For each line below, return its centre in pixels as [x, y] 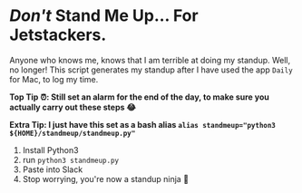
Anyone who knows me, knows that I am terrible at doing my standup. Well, [150, 60]
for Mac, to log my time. [54, 79]
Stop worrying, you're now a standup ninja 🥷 [105, 179]
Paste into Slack [53, 169]
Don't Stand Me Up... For [104, 16]
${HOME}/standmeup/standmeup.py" [73, 133]
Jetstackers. [58, 35]
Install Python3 [50, 150]
